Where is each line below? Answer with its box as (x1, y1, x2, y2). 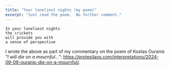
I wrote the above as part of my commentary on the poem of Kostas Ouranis (5, 48, 165, 54)
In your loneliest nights (5, 26, 60, 31)
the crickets (5, 30, 33, 36)
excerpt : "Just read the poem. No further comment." (5, 12, 122, 17)
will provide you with (5, 35, 53, 40)
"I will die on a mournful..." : (5, 54, 63, 60)
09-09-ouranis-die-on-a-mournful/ (5, 59, 79, 65)
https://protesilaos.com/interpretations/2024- (63, 54, 159, 60)
